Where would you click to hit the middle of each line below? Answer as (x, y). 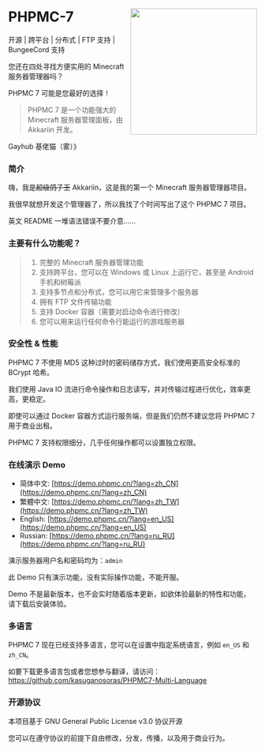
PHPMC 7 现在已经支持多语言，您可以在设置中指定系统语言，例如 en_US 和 (129, 645)
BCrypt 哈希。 (31, 372)
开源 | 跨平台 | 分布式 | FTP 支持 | (62, 39)
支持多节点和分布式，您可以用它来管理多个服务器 (119, 291)
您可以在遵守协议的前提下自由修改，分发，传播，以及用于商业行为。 (119, 737)
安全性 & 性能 (33, 343)
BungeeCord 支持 (37, 49)
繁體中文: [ (37, 502)
